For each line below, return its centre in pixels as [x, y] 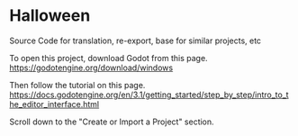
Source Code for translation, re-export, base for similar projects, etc [135, 41]
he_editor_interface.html [54, 104]
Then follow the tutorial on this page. [77, 85]
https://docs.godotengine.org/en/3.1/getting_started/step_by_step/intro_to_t [149, 95]
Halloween [50, 16]
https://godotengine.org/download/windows [91, 68]
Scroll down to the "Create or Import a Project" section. [112, 122]
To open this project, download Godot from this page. [109, 58]
